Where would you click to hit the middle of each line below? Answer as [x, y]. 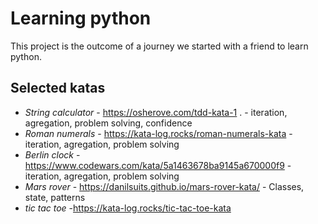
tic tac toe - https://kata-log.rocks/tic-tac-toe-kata [128, 208]
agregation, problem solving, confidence [108, 123]
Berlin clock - [52, 154]
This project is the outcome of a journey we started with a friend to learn [159, 46]
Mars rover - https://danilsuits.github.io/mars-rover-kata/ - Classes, [164, 186]
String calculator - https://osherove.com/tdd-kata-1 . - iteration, [156, 112]
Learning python [81, 18]
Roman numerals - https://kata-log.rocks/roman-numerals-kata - [158, 133]
